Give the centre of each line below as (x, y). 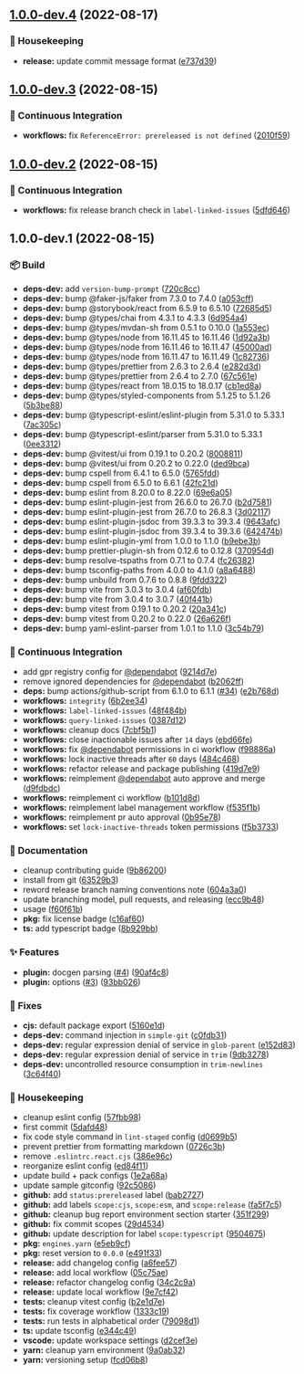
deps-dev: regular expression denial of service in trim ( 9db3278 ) (146, 1054)
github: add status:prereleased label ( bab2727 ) (113, 1195)
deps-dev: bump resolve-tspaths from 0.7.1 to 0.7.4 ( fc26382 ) (139, 560)
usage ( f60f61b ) (53, 909)
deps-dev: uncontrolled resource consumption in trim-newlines (143, 1064)
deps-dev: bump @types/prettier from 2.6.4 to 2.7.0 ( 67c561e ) (140, 376)
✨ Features (35, 952)
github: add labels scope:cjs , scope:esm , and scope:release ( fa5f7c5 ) (152, 1205)
